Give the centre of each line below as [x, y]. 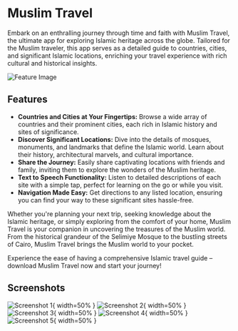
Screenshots [36, 288]
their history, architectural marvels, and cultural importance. [105, 154]
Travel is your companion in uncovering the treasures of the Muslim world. [117, 229]
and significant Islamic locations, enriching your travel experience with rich [117, 56]
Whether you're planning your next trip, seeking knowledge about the [109, 214]
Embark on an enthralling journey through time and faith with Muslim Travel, [119, 33]
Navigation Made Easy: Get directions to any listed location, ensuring [120, 192]
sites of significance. [48, 132]
